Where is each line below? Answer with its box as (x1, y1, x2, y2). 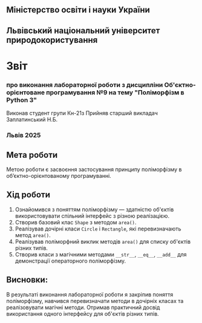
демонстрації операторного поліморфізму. (15, 257, 126, 264)
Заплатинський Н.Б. (6, 116, 58, 123)
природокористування (6, 34, 98, 45)
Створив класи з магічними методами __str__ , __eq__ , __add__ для (15, 250, 187, 258)
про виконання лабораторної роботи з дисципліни (6, 80, 163, 89)
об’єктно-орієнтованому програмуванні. (6, 172, 112, 179)
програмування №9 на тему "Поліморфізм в (46, 88, 184, 96)
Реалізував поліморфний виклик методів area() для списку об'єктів (15, 238, 191, 245)
